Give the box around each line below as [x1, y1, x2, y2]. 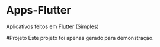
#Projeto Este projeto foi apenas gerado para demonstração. [6, 34, 154, 41]
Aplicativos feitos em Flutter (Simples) [6, 23, 99, 30]
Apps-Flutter [6, 4, 71, 17]
